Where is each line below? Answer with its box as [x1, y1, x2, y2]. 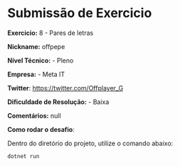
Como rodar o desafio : [7, 125, 75, 133]
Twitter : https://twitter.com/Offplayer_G [7, 83, 124, 92]
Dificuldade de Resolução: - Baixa [7, 98, 110, 106]
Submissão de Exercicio [7, 5, 152, 21]
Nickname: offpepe [7, 42, 65, 51]
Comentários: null [7, 111, 62, 120]
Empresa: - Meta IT [7, 70, 65, 78]
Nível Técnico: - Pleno [7, 56, 74, 65]
